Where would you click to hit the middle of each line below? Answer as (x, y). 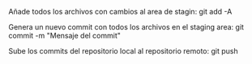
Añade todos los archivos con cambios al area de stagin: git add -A (120, 12)
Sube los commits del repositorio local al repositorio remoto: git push (123, 51)
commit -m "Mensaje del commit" (65, 36)
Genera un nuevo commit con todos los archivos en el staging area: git (126, 27)
